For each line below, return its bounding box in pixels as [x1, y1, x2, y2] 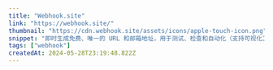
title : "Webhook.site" [8, 11, 85, 20]
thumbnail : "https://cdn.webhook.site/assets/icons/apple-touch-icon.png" [8, 27, 267, 35]
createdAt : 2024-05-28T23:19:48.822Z [8, 49, 136, 57]
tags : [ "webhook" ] [8, 42, 71, 50]
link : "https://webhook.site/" [8, 19, 115, 27]
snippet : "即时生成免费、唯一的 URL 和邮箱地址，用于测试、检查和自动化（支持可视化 [8, 34, 262, 43]
